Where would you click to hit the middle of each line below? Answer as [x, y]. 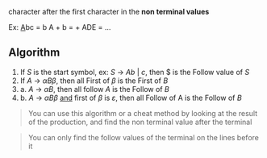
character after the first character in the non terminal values [109, 12]
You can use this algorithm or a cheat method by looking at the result [143, 113]
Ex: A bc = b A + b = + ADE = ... [60, 27]
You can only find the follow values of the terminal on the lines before [144, 137]
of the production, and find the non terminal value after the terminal [140, 122]
